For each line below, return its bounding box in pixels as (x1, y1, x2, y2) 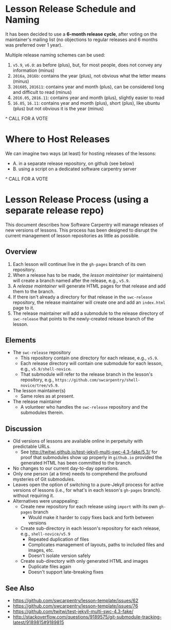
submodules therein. (20, 409, 64, 416)
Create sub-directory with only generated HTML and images (20, 558, 148, 564)
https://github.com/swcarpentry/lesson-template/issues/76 (12, 603, 139, 609)
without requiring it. (12, 492, 54, 499)
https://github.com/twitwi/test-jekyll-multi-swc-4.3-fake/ (12, 608, 134, 615)
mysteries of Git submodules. (12, 476, 75, 483)
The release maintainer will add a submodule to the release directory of (12, 310, 164, 316)
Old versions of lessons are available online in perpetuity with (12, 438, 143, 444)
